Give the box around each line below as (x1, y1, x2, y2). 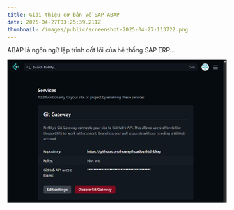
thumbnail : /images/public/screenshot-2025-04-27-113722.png (7, 26, 189, 33)
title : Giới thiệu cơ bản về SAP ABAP (7, 11, 120, 18)
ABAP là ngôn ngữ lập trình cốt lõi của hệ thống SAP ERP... (7, 46, 175, 54)
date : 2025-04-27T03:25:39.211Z (7, 18, 101, 26)
